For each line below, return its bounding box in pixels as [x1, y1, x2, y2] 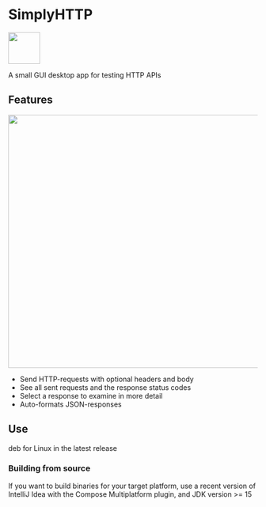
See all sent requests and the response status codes [19, 382, 192, 392]
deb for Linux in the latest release [8, 443, 117, 452]
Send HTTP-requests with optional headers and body [19, 374, 194, 384]
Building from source [8, 463, 91, 474]
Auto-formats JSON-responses [19, 399, 122, 409]
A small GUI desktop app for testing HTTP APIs [8, 70, 161, 80]
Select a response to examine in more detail [19, 391, 163, 400]
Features [8, 93, 53, 107]
